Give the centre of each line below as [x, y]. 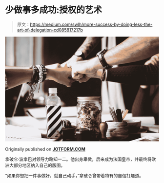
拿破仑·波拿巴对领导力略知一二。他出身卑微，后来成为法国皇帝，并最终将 [79, 159]
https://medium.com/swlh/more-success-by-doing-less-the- [91, 24]
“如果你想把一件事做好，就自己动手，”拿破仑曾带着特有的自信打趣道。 [74, 175]
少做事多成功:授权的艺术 [54, 10]
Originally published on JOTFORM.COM [45, 149]
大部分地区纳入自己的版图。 [37, 165]
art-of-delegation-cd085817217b [50, 30]
